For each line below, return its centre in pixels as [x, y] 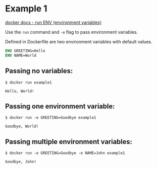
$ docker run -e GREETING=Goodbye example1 [51, 118]
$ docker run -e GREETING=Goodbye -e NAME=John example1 [65, 153]
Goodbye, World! [22, 127]
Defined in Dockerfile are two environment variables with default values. [79, 42]
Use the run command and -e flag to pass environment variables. [72, 32]
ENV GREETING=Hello [25, 51]
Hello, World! [20, 91]
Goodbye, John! [21, 162]
